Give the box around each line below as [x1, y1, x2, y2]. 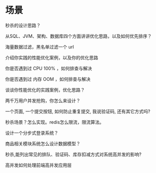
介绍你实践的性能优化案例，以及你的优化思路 [5, 54, 98, 61]
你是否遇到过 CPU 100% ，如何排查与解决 [5, 65, 92, 71]
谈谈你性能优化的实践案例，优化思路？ [5, 87, 85, 93]
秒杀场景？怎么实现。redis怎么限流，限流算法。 [5, 119, 105, 125]
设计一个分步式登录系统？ [5, 129, 59, 136]
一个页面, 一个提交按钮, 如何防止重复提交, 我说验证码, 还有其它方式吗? [5, 108, 150, 114]
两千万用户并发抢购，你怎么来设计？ [5, 97, 81, 104]
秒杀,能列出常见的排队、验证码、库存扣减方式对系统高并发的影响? [5, 151, 142, 157]
